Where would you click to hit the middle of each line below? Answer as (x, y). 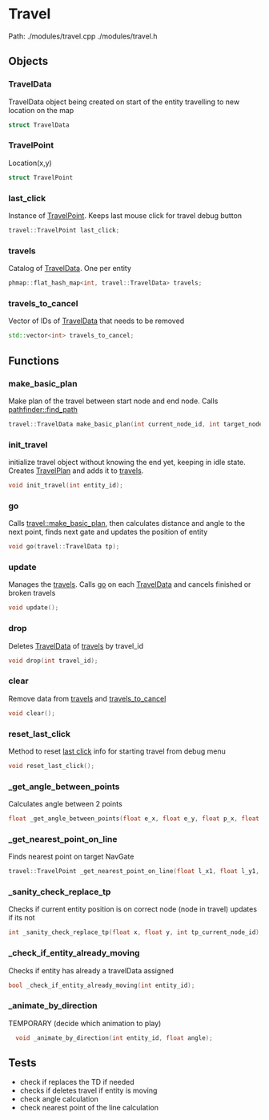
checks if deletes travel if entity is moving (88, 1090)
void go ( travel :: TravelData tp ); (64, 547)
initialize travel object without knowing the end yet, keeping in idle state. (127, 463)
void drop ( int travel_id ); (53, 661)
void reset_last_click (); (51, 766)
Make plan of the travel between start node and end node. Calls (113, 401)
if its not (22, 918)
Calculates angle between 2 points (65, 804)
